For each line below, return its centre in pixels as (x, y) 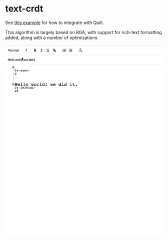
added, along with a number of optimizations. (52, 38)
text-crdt (24, 9)
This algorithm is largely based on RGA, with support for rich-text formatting (83, 32)
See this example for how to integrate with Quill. (54, 23)
